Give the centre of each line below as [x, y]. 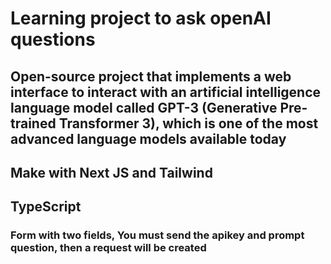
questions [53, 39]
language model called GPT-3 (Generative [144, 107]
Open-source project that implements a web [151, 76]
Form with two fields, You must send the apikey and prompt [157, 235]
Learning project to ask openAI [141, 18]
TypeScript [46, 207]
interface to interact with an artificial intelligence [166, 92]
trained [33, 123]
